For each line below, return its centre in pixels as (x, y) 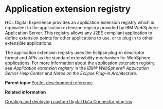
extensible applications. (29, 43)
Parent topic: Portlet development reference (49, 82)
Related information (26, 92)
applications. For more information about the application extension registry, (80, 63)
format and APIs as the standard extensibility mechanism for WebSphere (78, 57)
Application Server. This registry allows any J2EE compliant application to (79, 33)
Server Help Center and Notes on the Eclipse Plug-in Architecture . (71, 73)
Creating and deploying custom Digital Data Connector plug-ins (69, 101)
